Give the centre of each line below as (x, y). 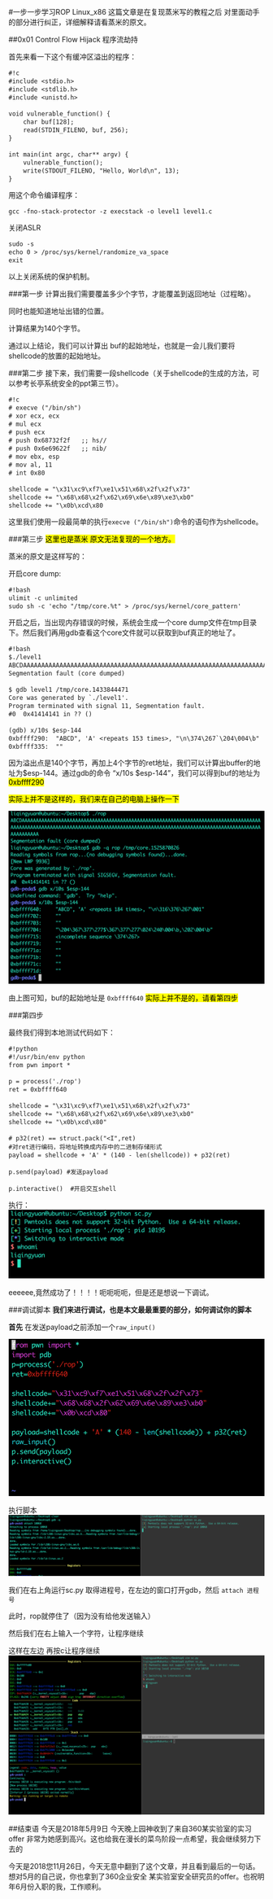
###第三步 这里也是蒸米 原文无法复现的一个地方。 (92, 539)
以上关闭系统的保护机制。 (51, 276)
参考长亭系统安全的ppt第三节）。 (69, 383)
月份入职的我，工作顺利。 (63, 1886)
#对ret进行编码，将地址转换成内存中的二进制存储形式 (85, 1147)
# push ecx (27, 432)
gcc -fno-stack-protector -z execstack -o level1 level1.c (110, 212)
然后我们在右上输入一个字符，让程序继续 (76, 1633)
